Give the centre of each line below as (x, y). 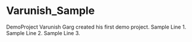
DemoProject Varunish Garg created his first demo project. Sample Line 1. (96, 27)
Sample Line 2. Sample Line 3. (43, 33)
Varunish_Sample (51, 11)
